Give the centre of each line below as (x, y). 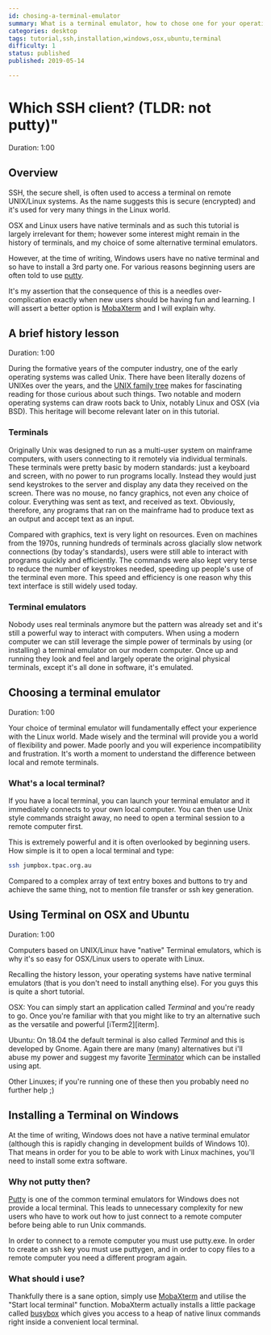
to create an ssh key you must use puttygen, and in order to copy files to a (132, 1249)
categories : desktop (43, 31)
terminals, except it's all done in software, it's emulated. (101, 667)
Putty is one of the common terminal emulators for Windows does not (124, 1199)
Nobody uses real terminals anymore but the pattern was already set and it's (135, 625)
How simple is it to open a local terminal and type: (92, 851)
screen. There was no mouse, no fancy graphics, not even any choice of (129, 493)
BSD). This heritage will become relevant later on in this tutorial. (114, 411)
